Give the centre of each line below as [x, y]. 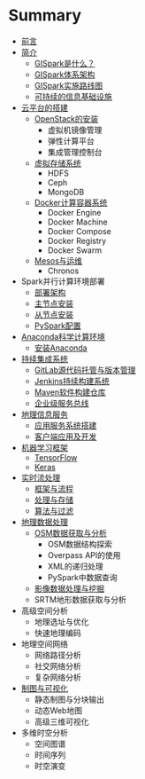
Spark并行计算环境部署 [63, 281]
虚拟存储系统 [57, 163]
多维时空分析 [44, 732]
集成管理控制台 [75, 152]
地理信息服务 [44, 414]
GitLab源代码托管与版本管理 [85, 370]
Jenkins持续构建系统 [72, 381]
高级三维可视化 [61, 721]
